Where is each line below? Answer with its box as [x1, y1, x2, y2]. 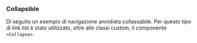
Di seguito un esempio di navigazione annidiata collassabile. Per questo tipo [6, 18, 191, 25]
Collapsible [6, 5, 40, 13]
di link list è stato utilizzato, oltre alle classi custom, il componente [6, 24, 167, 31]
